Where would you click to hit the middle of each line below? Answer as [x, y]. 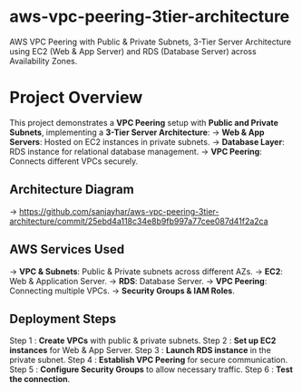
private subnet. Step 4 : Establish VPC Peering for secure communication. [149, 360]
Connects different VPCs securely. [74, 161]
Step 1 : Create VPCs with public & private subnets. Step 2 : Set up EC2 [143, 340]
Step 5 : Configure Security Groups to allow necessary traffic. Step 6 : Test [151, 369]
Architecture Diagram [72, 190]
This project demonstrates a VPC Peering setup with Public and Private [144, 122]
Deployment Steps [63, 319]
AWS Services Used [67, 249]
